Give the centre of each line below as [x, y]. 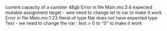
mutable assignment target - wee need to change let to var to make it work [83, 12]
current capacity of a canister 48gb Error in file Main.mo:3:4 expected [79, 7]
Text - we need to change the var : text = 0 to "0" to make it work [74, 23]
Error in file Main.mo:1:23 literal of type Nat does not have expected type [81, 18]
